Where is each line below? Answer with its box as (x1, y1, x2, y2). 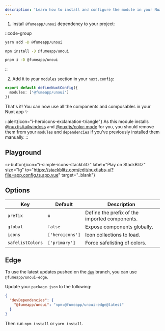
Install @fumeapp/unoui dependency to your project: (12, 21, 115, 27)
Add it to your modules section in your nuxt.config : (12, 76, 114, 82)
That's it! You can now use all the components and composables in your (5, 103, 151, 109)
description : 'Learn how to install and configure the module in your (5, 7, 153, 12)
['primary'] (47, 240, 76, 245)
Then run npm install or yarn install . (5, 320, 83, 326)
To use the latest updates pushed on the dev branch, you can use (5, 269, 137, 275)
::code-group (5, 30, 32, 36)
